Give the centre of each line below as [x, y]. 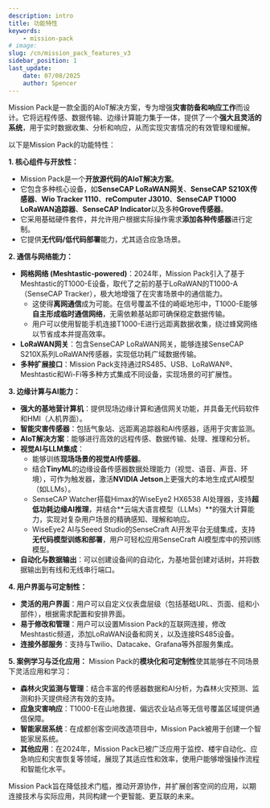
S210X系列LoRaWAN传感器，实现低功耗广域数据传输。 [110, 354]
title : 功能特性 [33, 23]
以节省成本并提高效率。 [71, 334]
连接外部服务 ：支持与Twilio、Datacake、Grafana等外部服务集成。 [129, 644]
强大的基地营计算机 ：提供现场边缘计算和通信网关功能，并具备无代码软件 [139, 408]
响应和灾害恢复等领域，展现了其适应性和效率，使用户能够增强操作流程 [143, 759]
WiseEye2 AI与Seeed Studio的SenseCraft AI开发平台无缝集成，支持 [143, 529]
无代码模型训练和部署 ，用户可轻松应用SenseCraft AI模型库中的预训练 [146, 539]
